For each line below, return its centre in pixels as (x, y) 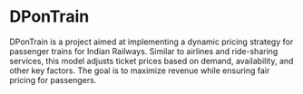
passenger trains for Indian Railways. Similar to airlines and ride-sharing (144, 51)
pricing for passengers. (53, 80)
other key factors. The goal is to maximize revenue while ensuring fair (140, 70)
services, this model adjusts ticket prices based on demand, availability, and (151, 61)
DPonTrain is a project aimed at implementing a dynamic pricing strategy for (151, 42)
